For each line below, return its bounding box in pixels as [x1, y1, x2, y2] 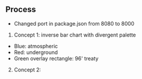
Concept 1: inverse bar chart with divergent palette [13, 31, 136, 38]
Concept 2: [13, 66, 41, 73]
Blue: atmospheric [13, 42, 58, 49]
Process [5, 5, 36, 15]
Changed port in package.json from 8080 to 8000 [13, 20, 135, 27]
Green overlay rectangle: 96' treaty [13, 55, 99, 62]
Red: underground [13, 49, 58, 56]
